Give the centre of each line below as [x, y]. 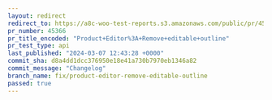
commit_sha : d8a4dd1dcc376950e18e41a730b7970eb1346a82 [102, 61]
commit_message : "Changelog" [57, 69]
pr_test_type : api [39, 46]
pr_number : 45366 [37, 31]
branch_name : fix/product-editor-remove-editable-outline [108, 76]
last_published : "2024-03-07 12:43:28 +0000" [86, 53]
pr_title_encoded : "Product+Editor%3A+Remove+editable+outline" [119, 38]
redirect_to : [30, 23]
